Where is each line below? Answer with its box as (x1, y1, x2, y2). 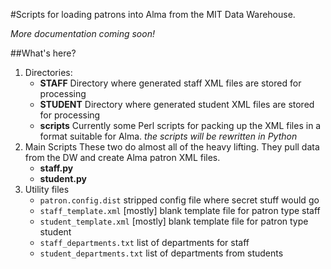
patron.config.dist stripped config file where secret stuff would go (39, 194, 320, 206)
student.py (39, 173, 87, 184)
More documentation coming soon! (10, 28, 155, 39)
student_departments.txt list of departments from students (39, 247, 284, 259)
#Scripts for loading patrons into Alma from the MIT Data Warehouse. (10, 9, 296, 20)
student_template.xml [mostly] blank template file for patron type (39, 215, 309, 227)
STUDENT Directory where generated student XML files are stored (39, 99, 315, 110)
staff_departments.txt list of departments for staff (39, 237, 250, 248)
